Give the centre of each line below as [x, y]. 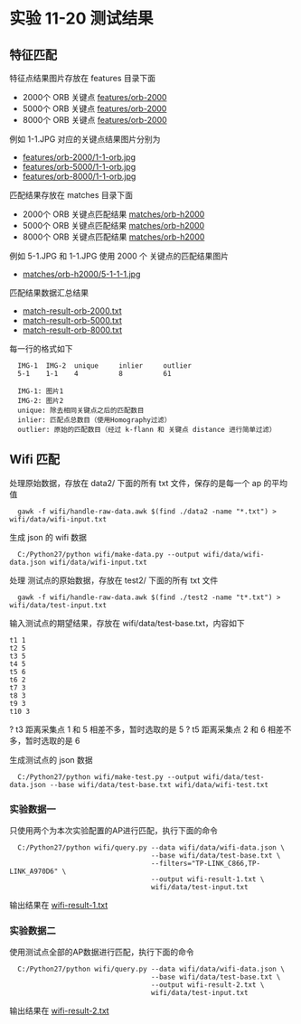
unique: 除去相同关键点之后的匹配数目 [81, 410]
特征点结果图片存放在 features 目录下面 [83, 78]
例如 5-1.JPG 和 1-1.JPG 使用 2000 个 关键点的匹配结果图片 [119, 256]
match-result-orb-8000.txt [72, 330]
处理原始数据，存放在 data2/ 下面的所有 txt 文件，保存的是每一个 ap [136, 483]
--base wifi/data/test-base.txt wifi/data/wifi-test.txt [159, 784]
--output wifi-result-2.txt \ [207, 985]
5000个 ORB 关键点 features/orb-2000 [94, 108]
